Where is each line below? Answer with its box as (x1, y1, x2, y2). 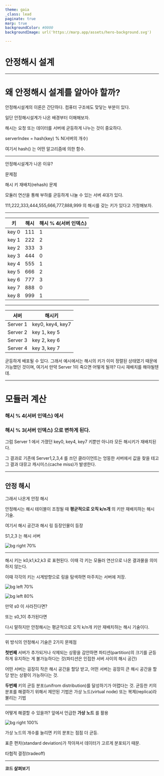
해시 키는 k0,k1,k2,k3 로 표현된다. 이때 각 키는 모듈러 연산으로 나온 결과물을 (5, 558, 149, 564)
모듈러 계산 (5, 394, 47, 405)
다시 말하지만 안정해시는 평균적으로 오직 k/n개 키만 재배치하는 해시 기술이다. (5, 624, 150, 630)
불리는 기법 (5, 695, 26, 701)
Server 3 (7, 336, 28, 343)
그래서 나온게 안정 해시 (5, 495, 48, 502)
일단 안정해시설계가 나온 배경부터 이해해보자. (5, 115, 90, 120)
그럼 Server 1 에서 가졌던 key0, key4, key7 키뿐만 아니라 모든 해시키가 (5, 439, 140, 445)
